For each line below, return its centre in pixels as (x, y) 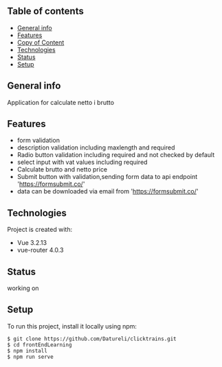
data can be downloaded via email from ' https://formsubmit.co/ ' (108, 191)
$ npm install (27, 351)
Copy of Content (41, 42)
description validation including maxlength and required (96, 147)
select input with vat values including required (82, 162)
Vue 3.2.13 (32, 243)
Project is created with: (40, 230)
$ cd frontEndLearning (40, 345)
